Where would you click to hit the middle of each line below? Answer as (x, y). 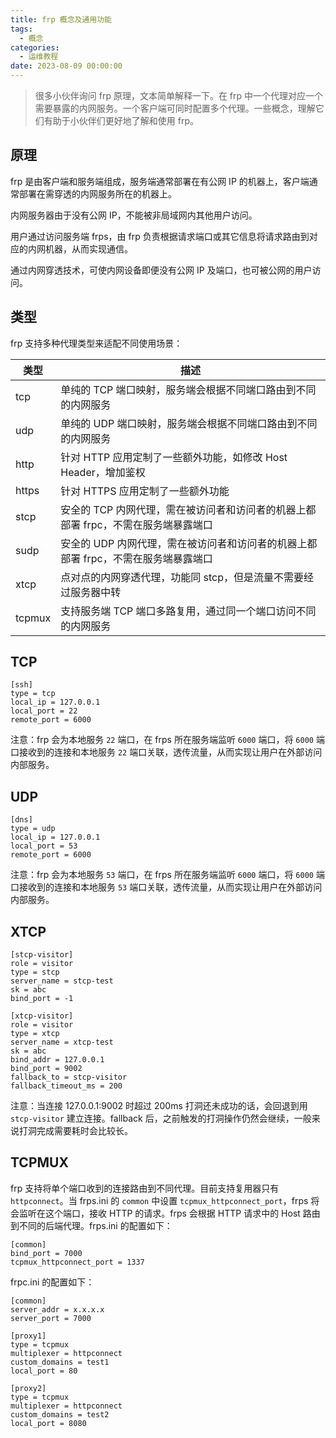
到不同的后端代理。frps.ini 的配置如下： (91, 1225)
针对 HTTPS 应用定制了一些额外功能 (145, 491)
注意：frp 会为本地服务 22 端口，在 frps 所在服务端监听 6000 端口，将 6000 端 (167, 740)
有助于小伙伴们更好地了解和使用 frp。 (121, 120)
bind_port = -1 (42, 999)
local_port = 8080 (48, 1423)
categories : (35, 47)
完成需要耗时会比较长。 (84, 1131)
